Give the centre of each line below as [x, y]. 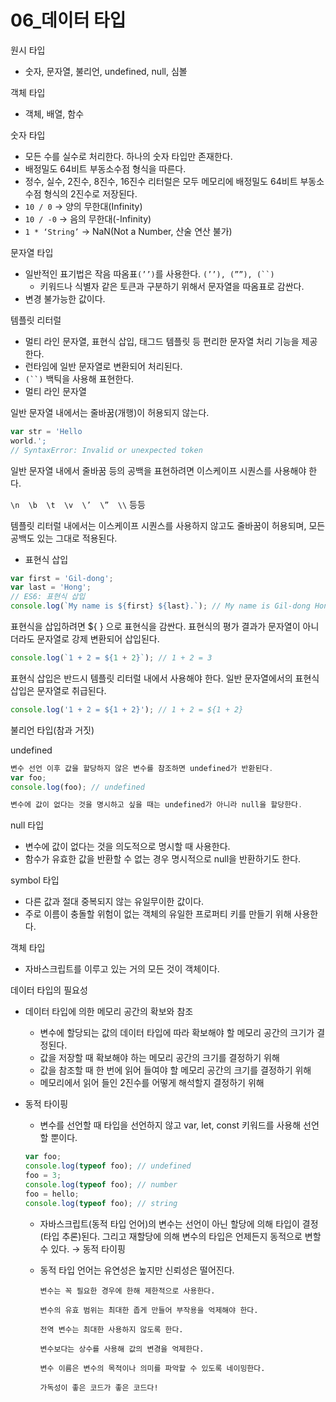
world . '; [28, 441]
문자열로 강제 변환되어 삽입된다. [98, 639]
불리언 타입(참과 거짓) [52, 730]
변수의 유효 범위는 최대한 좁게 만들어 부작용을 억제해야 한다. [149, 1310]
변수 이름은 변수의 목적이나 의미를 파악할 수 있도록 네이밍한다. [152, 1368]
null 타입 [27, 825]
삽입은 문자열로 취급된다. [58, 690]
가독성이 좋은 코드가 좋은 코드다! [99, 1387]
